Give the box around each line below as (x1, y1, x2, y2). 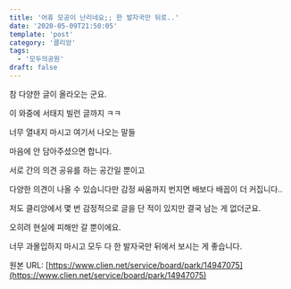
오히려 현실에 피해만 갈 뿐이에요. (9, 221, 122, 233)
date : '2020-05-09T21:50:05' (9, 21, 118, 30)
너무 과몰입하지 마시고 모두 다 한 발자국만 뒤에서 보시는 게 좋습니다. (9, 241, 243, 251)
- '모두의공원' (17, 55, 64, 64)
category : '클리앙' (9, 38, 76, 47)
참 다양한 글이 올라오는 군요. (9, 89, 107, 99)
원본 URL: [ (9, 259, 49, 270)
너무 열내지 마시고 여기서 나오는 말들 (9, 126, 136, 137)
